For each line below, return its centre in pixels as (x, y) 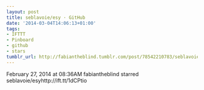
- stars (16, 51)
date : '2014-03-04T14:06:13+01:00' (51, 23)
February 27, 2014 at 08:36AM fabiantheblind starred (73, 74)
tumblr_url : (21, 57)
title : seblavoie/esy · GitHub (46, 18)
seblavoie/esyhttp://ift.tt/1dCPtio (47, 80)
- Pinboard (20, 40)
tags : (13, 29)
